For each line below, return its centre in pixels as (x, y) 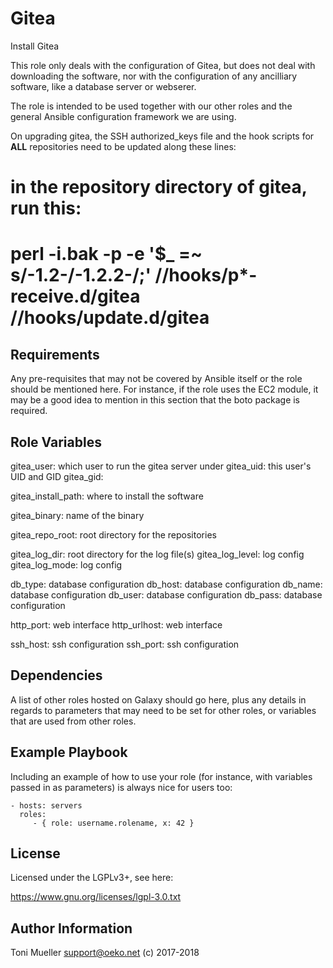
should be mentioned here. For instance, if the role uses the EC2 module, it (164, 389)
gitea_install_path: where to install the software (107, 496)
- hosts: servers (46, 805)
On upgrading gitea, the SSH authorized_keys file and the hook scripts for (162, 136)
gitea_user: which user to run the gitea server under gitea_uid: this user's (161, 466)
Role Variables (56, 442)
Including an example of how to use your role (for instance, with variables (161, 776)
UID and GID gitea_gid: (57, 476)
